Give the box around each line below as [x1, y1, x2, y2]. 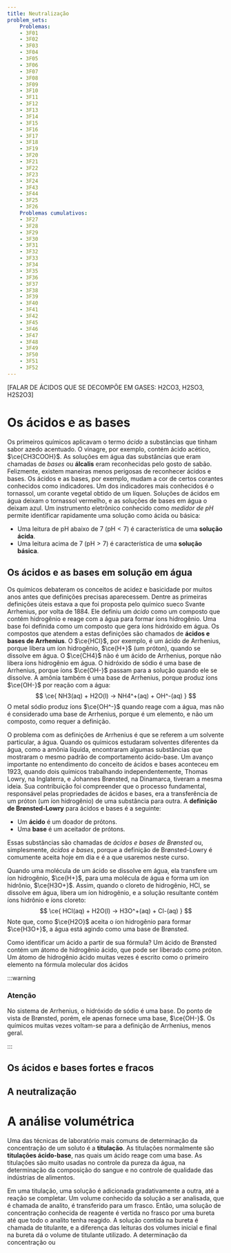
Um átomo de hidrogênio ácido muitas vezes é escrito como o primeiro [7, 953, 209, 961]
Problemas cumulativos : [19, 210, 88, 217]
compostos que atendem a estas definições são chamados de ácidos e [7, 629, 210, 638]
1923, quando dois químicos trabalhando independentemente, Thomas [7, 767, 208, 775]
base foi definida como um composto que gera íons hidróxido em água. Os [7, 622, 219, 630]
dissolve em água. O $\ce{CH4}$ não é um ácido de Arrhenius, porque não [7, 651, 222, 660]
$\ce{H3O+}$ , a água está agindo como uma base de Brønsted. [7, 925, 189, 933]
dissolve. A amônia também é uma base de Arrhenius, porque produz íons [7, 673, 219, 682]
